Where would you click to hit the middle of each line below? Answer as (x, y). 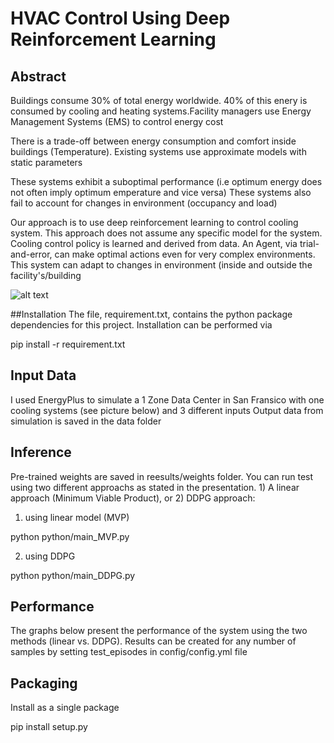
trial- (309, 243)
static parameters (46, 162)
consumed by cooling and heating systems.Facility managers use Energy (161, 111)
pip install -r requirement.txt (68, 344)
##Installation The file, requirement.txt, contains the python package (151, 314)
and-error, (31, 254)
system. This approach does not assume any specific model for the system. (166, 233)
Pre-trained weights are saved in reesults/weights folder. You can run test (162, 476)
